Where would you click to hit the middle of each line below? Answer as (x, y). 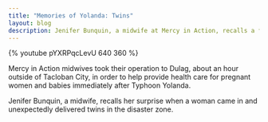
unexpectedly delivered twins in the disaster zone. (91, 109)
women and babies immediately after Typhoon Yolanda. (100, 85)
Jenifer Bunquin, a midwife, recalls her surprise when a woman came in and (133, 101)
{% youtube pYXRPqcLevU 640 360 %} (73, 53)
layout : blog (30, 23)
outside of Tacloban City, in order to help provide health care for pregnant (130, 77)
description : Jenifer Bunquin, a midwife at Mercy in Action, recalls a (132, 30)
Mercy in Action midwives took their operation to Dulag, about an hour (124, 69)
